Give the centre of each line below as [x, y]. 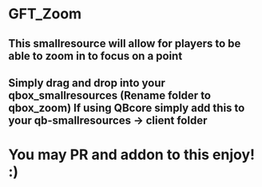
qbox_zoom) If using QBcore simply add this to [127, 107]
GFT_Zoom [45, 14]
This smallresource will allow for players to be [125, 44]
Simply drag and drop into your [87, 83]
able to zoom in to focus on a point [95, 56]
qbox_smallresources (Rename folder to [110, 95]
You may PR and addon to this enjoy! [132, 155]
